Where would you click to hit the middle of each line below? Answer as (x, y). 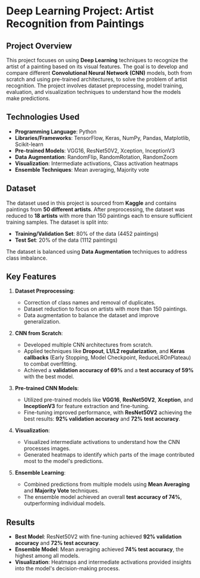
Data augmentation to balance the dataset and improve (91, 315)
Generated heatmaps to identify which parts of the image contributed (109, 455)
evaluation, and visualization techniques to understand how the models (93, 92)
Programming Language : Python (56, 131)
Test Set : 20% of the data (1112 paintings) (66, 240)
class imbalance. (27, 258)
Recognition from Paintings (75, 24)
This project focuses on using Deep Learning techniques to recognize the (97, 60)
